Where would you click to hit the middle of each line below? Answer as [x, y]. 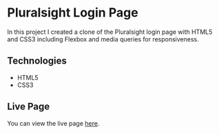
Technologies [37, 61]
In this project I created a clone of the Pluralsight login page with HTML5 [110, 32]
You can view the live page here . [53, 123]
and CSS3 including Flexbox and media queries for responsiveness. [103, 39]
